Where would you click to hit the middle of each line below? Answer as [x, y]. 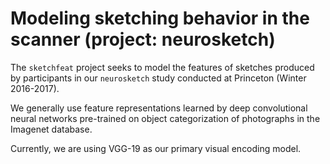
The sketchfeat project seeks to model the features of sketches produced [162, 67]
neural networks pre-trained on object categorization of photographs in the [165, 118]
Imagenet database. [51, 129]
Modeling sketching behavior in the [160, 18]
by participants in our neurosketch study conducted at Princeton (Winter [158, 78]
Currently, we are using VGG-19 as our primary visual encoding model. [156, 148]
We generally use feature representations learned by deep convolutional [159, 108]
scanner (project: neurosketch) [143, 39]
